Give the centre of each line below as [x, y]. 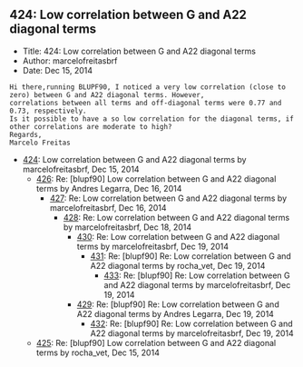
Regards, [26, 134]
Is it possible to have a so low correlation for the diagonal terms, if [152, 119]
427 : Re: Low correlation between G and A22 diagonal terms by [168, 198]
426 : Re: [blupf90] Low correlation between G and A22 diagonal [156, 179]
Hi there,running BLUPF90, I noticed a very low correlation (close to [147, 87]
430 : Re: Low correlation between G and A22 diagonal [178, 236]
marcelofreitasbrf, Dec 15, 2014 [81, 169]
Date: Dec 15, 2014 [58, 70]
